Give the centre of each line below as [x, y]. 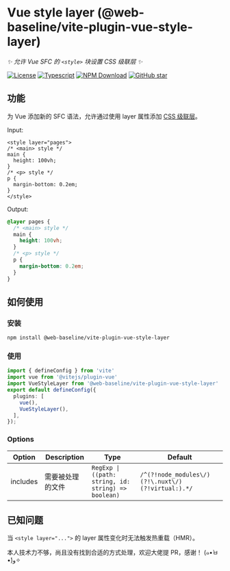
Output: [18, 209]
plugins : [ [29, 396]
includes [24, 481]
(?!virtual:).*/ [166, 488]
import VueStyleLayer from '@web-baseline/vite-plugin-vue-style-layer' [113, 384]
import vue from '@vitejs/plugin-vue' [62, 377]
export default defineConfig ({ [52, 390]
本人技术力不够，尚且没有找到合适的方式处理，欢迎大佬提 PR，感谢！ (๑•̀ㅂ [113, 553]
